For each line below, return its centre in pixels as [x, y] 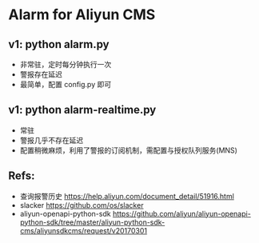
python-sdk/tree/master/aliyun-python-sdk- [92, 222]
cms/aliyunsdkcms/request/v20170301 [84, 230]
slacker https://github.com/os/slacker [82, 205]
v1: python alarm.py [59, 44]
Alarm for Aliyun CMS [82, 15]
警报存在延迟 [41, 74]
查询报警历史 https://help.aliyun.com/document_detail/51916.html [127, 196]
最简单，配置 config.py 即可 [66, 84]
